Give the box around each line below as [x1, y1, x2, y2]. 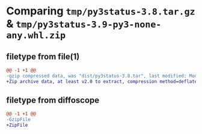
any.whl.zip [6, 30, 66, 41]
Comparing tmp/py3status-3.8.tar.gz [6, 4, 195, 18]
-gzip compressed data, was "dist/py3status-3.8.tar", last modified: [6, 73, 187, 79]
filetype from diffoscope [6, 95, 100, 106]
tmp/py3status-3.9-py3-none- [16, 19, 162, 31]
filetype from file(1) [6, 51, 80, 61]
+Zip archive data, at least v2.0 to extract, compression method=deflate [6, 78, 198, 85]
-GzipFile [6, 117, 31, 123]
